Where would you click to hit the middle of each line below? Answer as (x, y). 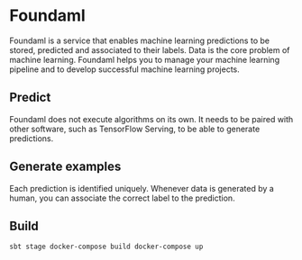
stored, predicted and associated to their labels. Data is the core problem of (150, 49)
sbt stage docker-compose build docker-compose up (106, 247)
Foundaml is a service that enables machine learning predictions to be (140, 40)
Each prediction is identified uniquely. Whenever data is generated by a (142, 188)
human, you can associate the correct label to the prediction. (123, 198)
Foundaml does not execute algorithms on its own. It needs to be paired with (151, 119)
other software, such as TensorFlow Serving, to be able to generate (135, 129)
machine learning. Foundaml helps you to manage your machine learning (145, 59)
